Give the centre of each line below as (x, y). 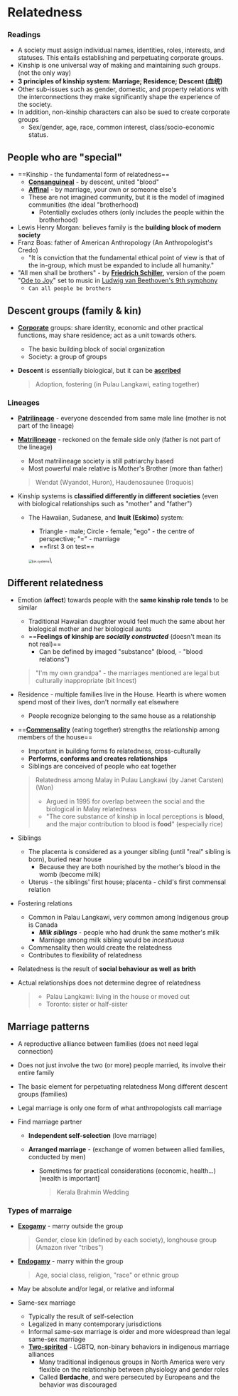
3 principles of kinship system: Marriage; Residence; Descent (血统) (120, 81)
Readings (24, 35)
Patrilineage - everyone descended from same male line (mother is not (122, 419)
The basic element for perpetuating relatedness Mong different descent (123, 1087)
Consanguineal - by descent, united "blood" (94, 182)
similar (27, 607)
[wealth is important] (69, 1179)
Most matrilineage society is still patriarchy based (101, 461)
